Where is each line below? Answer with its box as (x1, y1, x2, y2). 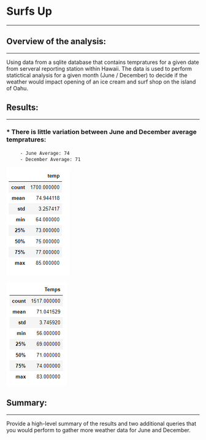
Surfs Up (6, 4, 52, 18)
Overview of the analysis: (6, 36, 106, 47)
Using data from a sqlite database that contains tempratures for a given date (6, 58, 199, 66)
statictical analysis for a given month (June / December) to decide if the (6, 71, 188, 79)
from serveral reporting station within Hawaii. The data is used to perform (6, 65, 192, 72)
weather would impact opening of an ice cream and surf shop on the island (6, 78, 196, 85)
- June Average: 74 (20, 150, 70, 156)
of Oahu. (6, 84, 29, 92)
